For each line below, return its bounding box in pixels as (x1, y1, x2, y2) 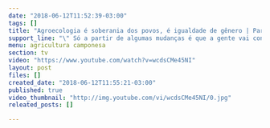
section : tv (8, 49, 48, 57)
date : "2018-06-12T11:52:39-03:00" (8, 11, 128, 20)
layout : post (8, 64, 52, 72)
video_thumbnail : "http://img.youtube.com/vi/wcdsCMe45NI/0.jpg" (8, 94, 231, 102)
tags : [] (8, 19, 38, 27)
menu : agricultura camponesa (8, 42, 106, 50)
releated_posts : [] (8, 101, 74, 109)
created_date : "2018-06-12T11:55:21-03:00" (8, 78, 157, 86)
